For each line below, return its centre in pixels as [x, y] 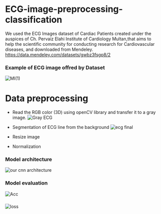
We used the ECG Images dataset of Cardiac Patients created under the [78, 33]
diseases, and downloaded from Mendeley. [49, 49]
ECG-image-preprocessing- [64, 9]
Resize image [26, 137]
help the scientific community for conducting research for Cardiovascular [80, 44]
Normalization [27, 147]
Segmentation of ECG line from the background [61, 127]
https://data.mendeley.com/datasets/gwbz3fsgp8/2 [58, 54]
